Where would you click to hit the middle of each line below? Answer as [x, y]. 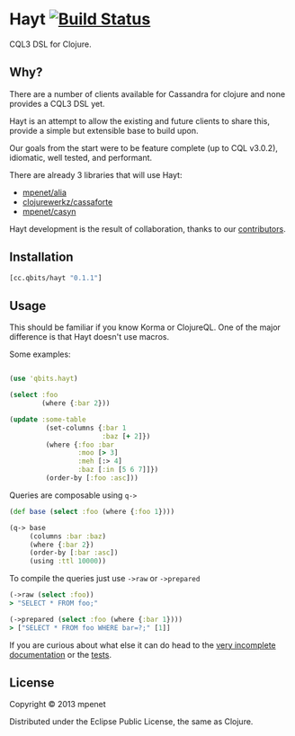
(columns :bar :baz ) [67, 536]
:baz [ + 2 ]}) [126, 436]
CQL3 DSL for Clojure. [50, 44]
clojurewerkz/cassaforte [67, 201]
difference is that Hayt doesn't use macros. [89, 337]
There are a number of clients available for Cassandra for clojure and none [147, 93]
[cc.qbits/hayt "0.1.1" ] [56, 278]
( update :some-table [48, 419]
